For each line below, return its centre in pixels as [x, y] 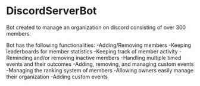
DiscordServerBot [51, 11]
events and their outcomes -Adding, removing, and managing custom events [100, 64]
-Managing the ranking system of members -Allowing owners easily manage [100, 70]
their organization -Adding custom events [57, 77]
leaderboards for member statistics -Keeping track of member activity [92, 51]
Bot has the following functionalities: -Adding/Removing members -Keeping [99, 45]
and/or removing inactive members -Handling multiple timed [107, 58]
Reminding [19, 58]
